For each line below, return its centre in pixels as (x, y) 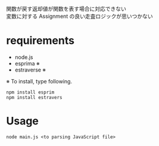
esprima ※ (27, 63)
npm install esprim (30, 92)
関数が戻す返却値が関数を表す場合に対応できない (66, 9)
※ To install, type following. (39, 81)
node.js (24, 57)
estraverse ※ (30, 70)
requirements (40, 41)
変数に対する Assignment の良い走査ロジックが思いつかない (79, 16)
